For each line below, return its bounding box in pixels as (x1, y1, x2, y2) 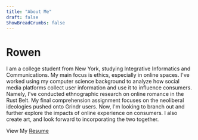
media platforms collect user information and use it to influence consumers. (6, 84, 192, 91)
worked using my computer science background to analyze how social (6, 78, 180, 85)
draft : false (6, 14, 39, 20)
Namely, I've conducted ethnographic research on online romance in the (6, 91, 184, 98)
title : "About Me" (6, 8, 52, 15)
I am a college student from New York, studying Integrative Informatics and (6, 65, 191, 72)
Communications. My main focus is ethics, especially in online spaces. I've (6, 71, 190, 79)
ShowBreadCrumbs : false (6, 20, 66, 26)
